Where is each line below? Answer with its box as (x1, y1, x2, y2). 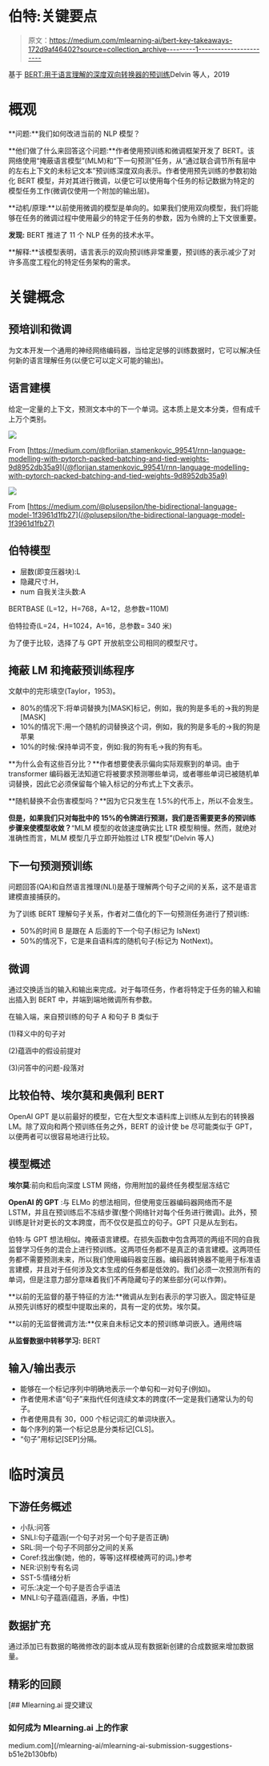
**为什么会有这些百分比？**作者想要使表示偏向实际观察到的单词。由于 (8, 759, 240, 769)
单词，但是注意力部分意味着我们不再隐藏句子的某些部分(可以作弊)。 (8, 1274, 231, 1284)
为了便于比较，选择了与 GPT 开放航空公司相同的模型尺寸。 (8, 637, 203, 647)
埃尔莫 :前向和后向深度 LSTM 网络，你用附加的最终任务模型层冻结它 (8, 1180, 231, 1190)
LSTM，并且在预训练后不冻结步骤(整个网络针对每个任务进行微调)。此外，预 (8, 1207, 258, 1217)
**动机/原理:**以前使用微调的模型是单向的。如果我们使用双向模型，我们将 (8, 202, 252, 213)
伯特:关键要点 (8, 7, 98, 26)
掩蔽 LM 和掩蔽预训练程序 (8, 663, 134, 677)
